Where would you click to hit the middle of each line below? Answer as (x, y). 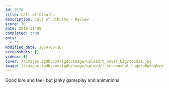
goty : (11, 38)
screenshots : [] (22, 52)
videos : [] (17, 57)
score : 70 (16, 24)
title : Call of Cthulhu (30, 15)
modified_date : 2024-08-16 (33, 47)
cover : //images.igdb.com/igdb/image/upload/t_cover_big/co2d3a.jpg (78, 61)
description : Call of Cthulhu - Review (47, 19)
